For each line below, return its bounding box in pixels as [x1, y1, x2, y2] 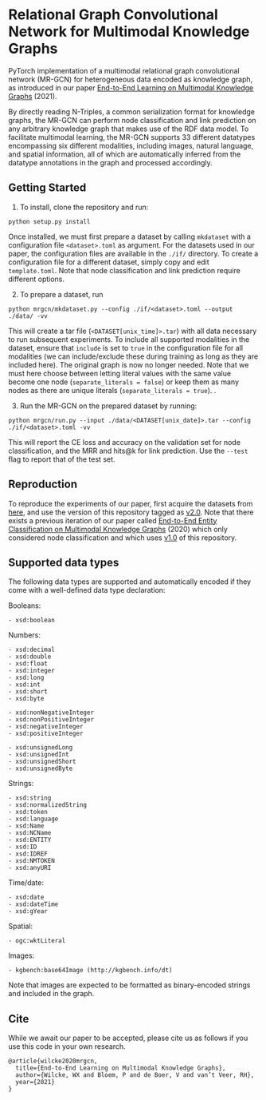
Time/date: [8, 878, 44, 888]
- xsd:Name [8, 822, 45, 830]
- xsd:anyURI [8, 864, 52, 872]
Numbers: [8, 630, 41, 640]
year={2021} [15, 1078, 56, 1086]
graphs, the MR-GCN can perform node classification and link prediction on [8, 115, 256, 125]
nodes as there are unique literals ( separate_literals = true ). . [8, 385, 217, 395]
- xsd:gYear [8, 907, 48, 915]
